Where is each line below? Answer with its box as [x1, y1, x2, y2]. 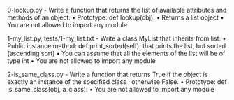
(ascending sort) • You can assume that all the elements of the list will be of [7, 49, 226, 57]
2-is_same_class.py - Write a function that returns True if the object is [7, 70, 208, 78]
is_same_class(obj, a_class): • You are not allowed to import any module [7, 85, 214, 93]
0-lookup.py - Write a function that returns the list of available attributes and [7, 6, 227, 14]
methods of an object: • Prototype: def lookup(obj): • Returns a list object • [7, 13, 224, 22]
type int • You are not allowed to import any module [7, 57, 156, 65]
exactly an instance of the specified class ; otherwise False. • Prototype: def [7, 78, 227, 86]
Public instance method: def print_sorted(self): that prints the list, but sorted [7, 42, 226, 50]
